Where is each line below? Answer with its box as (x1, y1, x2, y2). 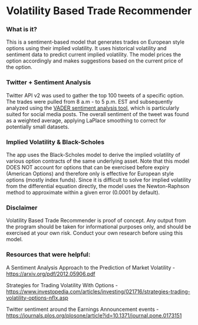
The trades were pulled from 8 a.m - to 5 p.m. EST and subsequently (6, 98, 173, 105)
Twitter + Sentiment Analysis (6, 78, 91, 87)
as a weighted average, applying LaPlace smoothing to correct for (6, 117, 166, 124)
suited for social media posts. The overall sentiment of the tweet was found (6, 110, 189, 117)
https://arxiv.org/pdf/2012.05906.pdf (6, 270, 95, 277)
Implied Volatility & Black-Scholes (6, 137, 105, 146)
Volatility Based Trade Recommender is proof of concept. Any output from (6, 217, 187, 224)
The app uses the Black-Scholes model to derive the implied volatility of (6, 152, 181, 159)
